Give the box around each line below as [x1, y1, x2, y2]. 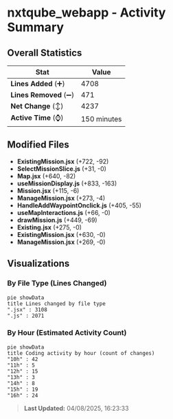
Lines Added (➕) [10, 79, 65, 88]
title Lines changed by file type [7, 300, 106, 307]
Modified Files [7, 139, 70, 151]
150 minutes [80, 114, 122, 123]
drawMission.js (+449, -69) [16, 216, 97, 224]
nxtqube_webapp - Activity [7, 5, 166, 21]
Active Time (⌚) [10, 113, 64, 122]
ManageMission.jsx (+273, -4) [16, 194, 106, 202]
